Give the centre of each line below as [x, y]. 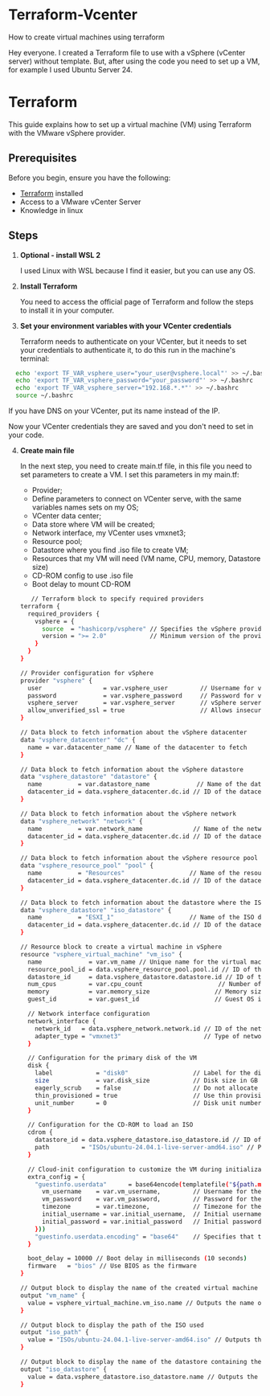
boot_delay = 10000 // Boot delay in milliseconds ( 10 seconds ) [137, 1259]
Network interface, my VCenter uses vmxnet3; [109, 533]
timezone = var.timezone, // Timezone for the [151, 1207]
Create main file [47, 450]
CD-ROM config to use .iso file [83, 575]
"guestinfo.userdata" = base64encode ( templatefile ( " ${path [145, 1184]
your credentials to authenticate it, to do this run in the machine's [127, 350]
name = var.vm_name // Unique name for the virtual [137, 962]
